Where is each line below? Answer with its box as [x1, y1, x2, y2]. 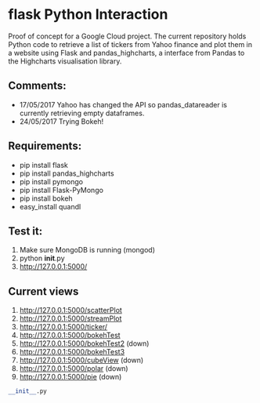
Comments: [8, 79, 67, 93]
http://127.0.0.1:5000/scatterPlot [19, 306, 123, 315]
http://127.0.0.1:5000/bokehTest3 [19, 347, 125, 357]
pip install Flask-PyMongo [19, 185, 104, 194]
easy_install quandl [19, 201, 81, 211]
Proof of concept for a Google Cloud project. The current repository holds [8, 31, 247, 41]
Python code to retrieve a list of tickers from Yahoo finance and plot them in [8, 39, 253, 49]
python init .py [19, 253, 65, 263]
